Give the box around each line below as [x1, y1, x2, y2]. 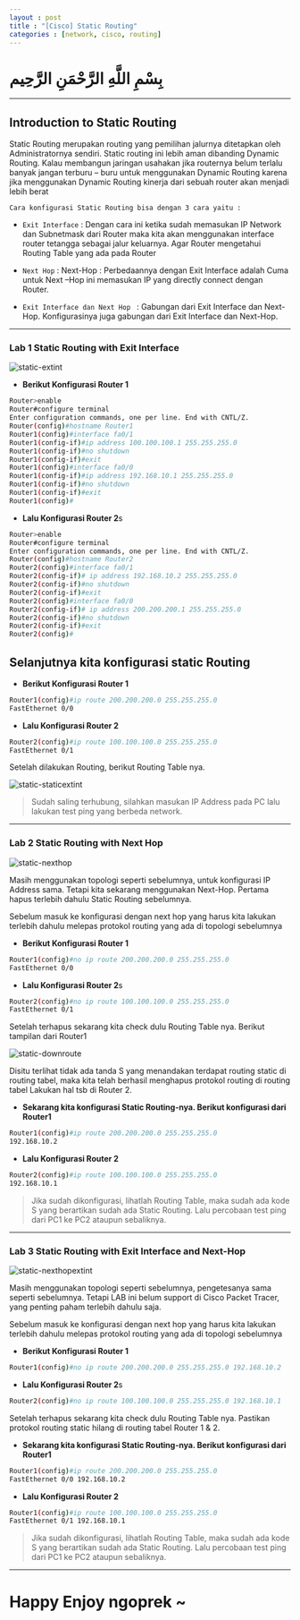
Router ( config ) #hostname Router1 [9, 422, 134, 431]
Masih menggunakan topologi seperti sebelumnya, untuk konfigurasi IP [9, 874, 271, 885]
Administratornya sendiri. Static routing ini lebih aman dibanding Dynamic [9, 149, 279, 159]
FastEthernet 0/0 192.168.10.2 [9, 1474, 126, 1484]
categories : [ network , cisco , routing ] [9, 30, 162, 38]
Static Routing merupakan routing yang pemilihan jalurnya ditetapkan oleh [9, 139, 281, 149]
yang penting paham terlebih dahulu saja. [9, 1301, 162, 1312]
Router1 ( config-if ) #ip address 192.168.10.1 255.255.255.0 [9, 472, 234, 481]
